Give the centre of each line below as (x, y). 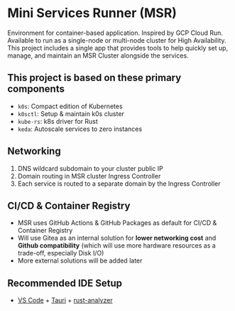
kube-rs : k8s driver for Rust (58, 121)
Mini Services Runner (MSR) (92, 13)
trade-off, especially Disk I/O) (61, 253)
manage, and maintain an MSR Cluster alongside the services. (98, 56)
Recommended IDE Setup (65, 283)
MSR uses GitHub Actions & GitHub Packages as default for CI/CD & (117, 223)
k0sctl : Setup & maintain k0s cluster (71, 114)
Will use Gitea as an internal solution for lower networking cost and (117, 238)
